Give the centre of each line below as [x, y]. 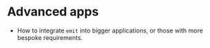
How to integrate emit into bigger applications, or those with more [110, 30]
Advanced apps [53, 12]
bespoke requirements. [50, 37]
